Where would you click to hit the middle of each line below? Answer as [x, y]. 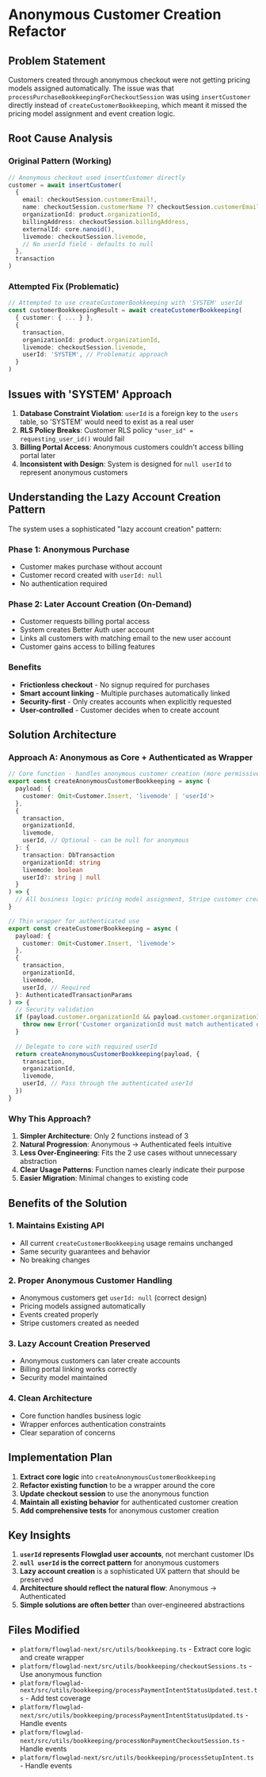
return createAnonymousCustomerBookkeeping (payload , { [108, 1054]
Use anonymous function [61, 1675]
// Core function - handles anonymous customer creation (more [115, 774]
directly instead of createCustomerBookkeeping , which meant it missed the [128, 105]
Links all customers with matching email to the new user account [125, 638]
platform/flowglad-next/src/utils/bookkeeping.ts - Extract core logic [135, 1649]
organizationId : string [62, 862]
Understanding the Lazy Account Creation [115, 497]
